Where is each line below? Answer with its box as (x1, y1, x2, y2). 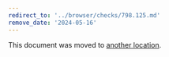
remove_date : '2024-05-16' (8, 19, 97, 27)
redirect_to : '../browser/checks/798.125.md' (8, 11, 160, 20)
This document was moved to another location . (8, 40, 162, 49)
